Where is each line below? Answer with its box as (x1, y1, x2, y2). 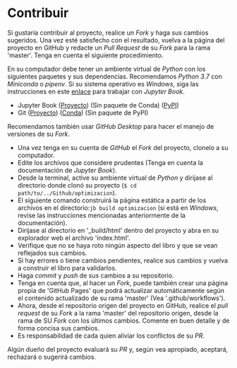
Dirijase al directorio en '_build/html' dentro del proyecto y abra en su (17, 226, 219, 234)
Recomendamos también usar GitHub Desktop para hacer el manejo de (7, 122, 214, 130)
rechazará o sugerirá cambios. (7, 352, 97, 361)
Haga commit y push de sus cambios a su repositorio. (17, 271, 174, 280)
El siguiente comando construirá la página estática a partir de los (17, 196, 207, 205)
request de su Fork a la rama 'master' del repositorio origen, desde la (17, 309, 219, 317)
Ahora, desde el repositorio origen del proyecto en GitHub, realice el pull (17, 301, 229, 309)
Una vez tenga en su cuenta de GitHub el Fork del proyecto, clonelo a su (17, 143, 229, 151)
